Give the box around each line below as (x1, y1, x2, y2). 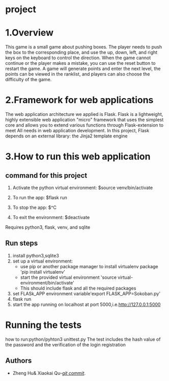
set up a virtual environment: (12, 258, 73, 264)
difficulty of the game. (5, 77, 52, 83)
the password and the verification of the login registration (5, 341, 126, 348)
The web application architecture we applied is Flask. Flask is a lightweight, (5, 111, 163, 117)
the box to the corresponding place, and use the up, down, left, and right (5, 50, 158, 56)
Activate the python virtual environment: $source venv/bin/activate (12, 185, 153, 191)
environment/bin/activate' (20, 279, 75, 285)
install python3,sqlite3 (12, 252, 60, 258)
